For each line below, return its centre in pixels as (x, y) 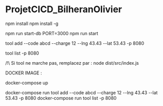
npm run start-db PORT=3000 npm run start (52, 33)
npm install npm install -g (32, 23)
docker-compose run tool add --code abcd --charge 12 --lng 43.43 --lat (81, 92)
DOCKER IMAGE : (24, 73)
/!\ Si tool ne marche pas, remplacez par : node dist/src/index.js (72, 63)
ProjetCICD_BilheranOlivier (64, 9)
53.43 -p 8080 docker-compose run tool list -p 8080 (61, 98)
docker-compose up (27, 83)
